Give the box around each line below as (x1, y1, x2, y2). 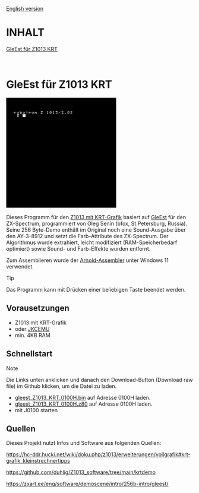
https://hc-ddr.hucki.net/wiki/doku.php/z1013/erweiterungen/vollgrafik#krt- (6, 451, 191, 458)
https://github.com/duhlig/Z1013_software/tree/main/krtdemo (6, 469, 156, 476)
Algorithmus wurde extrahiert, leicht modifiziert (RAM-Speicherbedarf (6, 239, 178, 246)
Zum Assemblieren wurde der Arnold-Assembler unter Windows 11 (6, 257, 169, 264)
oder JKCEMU (14, 325, 50, 332)
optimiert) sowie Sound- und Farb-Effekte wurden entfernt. (6, 245, 151, 252)
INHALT (6, 26, 45, 39)
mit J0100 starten (14, 406, 58, 413)
